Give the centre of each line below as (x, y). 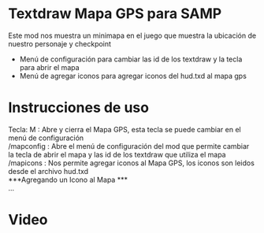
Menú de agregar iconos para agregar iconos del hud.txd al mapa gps (133, 76)
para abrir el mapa (50, 67)
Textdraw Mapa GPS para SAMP (115, 14)
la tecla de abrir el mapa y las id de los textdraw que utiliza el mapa (117, 154)
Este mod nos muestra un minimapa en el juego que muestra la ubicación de (132, 35)
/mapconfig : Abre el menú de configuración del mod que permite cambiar (129, 146)
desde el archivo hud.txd (48, 171)
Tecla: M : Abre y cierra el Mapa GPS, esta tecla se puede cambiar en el (125, 129)
